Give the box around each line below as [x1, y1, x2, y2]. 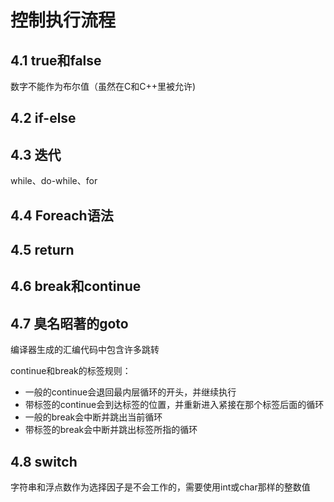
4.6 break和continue [10, 278, 142, 295]
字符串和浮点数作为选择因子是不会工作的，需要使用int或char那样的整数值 [10, 481, 311, 493]
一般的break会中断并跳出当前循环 [24, 411, 163, 423]
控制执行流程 [10, 9, 117, 32]
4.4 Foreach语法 [10, 207, 114, 224]
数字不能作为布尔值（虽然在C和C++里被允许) [10, 81, 197, 92]
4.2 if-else [10, 110, 77, 127]
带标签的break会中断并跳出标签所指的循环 [24, 424, 198, 436]
